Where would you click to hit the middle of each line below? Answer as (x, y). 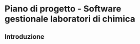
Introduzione (25, 37)
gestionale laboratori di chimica (70, 19)
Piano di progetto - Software (63, 9)
